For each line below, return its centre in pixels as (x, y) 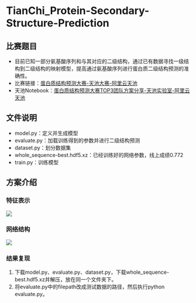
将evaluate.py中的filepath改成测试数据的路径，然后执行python (90, 287)
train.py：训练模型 (37, 162)
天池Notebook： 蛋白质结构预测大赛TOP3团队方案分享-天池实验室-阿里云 (102, 90)
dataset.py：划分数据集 (43, 148)
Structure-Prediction (58, 23)
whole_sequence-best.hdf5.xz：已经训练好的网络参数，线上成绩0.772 (99, 155)
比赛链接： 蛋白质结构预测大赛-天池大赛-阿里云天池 (76, 83)
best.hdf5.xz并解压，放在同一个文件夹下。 (66, 280)
